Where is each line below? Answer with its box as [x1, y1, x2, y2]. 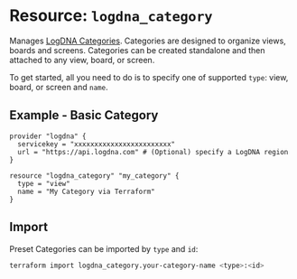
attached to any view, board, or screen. [9, 54, 155, 65]
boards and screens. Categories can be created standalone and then [9, 44, 265, 55]
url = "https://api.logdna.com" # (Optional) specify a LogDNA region [17, 147, 289, 156]
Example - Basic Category [9, 107, 159, 123]
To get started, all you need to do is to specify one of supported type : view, [9, 71, 289, 82]
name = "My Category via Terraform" [17, 187, 155, 196]
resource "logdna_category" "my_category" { [9, 171, 180, 181]
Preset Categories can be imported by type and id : [9, 243, 199, 254]
